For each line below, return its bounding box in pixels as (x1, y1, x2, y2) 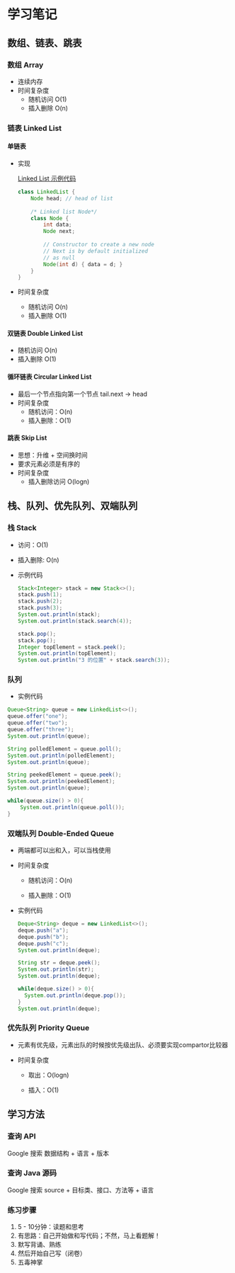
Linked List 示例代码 (17, 174, 76, 183)
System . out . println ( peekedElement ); (7, 778, 115, 785)
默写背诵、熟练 (17, 1240, 62, 1249)
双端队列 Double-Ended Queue (7, 828, 115, 838)
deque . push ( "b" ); (17, 933, 69, 940)
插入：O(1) (28, 1085, 59, 1094)
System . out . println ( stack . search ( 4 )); (17, 617, 132, 624)
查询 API (7, 1131, 36, 1141)
